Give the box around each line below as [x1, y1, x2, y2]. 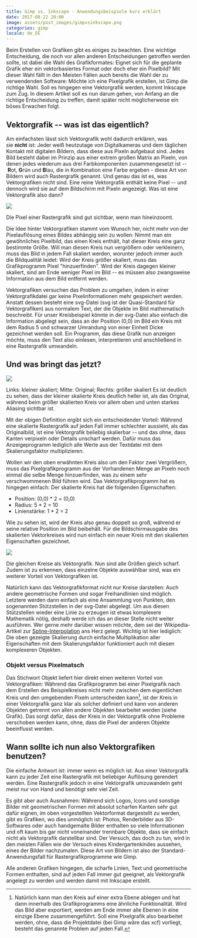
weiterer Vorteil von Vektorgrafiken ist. [6, 572, 99, 579]
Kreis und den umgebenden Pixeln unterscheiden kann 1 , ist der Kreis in [6, 693, 178, 701]
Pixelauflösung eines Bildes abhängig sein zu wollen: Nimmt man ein [6, 231, 172, 238]
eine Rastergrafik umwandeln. [6, 342, 79, 349]
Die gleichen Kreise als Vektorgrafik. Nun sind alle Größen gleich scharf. [6, 560, 180, 567]
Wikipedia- [164, 621, 191, 628]
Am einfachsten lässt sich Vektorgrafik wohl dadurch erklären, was [6, 135, 168, 142]
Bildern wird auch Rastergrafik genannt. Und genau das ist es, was [6, 173, 167, 180]
